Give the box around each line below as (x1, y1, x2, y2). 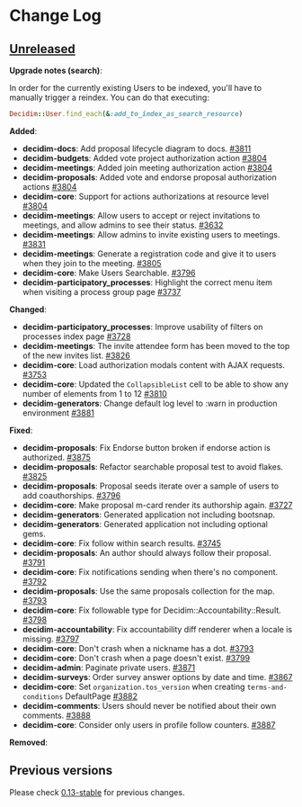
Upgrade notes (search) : (9, 65, 103, 76)
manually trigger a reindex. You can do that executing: (9, 92, 209, 103)
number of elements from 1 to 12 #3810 (22, 388, 168, 399)
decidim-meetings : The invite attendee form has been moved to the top (22, 340, 290, 351)
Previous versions (9, 763, 113, 778)
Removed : (9, 737, 48, 748)
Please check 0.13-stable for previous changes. (9, 786, 185, 797)
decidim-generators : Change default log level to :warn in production (22, 398, 278, 408)
